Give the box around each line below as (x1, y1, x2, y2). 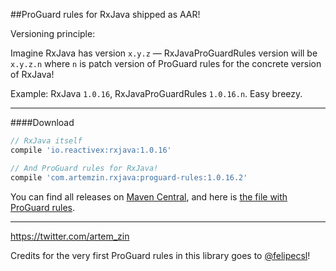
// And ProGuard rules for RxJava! (10, 163, 159, 173)
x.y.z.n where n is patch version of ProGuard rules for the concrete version (10, 58, 322, 69)
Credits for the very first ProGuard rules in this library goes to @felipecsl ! (10, 249, 311, 261)
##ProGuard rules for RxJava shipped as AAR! (10, 9, 201, 20)
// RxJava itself (10, 136, 83, 146)
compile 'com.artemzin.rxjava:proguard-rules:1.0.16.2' (10, 172, 248, 183)
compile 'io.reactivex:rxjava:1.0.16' (10, 145, 172, 155)
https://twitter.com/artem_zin (10, 230, 130, 242)
